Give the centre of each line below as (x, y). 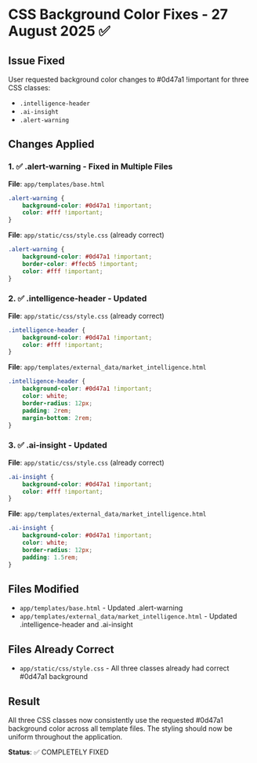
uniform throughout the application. (65, 736)
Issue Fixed (36, 60)
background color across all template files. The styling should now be (120, 728)
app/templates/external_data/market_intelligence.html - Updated (128, 616)
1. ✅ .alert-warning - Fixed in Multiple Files (90, 166)
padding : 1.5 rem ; (51, 557)
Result (24, 701)
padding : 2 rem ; (47, 411)
